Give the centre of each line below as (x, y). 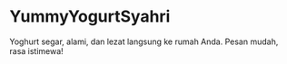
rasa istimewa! (36, 50)
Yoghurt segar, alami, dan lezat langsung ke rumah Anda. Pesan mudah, (144, 41)
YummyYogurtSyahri (90, 17)
